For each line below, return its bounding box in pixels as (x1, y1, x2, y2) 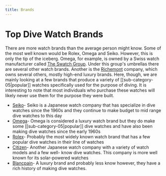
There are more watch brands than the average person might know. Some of (5, 45, 162, 51)
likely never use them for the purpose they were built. (5, 92, 114, 98)
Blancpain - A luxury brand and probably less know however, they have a (12, 160, 161, 166)
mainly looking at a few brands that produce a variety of (5, 76, 120, 82)
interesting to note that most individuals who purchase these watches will (5, 87, 155, 93)
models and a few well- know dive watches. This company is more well (12, 149, 158, 155)
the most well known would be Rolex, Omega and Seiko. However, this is (5, 50, 153, 56)
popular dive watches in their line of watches (12, 139, 104, 145)
